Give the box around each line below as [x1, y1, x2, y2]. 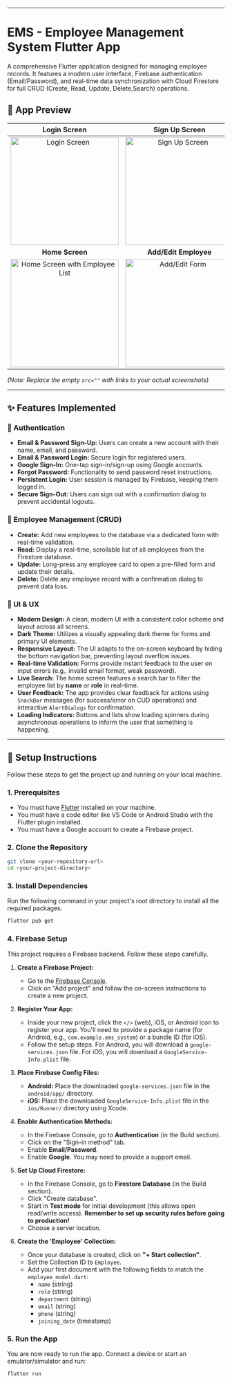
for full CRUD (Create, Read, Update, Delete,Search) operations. [7, 84, 190, 92]
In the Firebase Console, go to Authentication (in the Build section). [27, 1130, 221, 1139]
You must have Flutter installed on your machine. [17, 804, 157, 812]
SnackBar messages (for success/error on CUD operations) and [17, 696, 197, 705]
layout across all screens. [17, 622, 90, 631]
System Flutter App [7, 39, 121, 55]
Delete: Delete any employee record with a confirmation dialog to [17, 575, 204, 583]
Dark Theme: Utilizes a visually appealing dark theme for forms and [17, 630, 211, 638]
